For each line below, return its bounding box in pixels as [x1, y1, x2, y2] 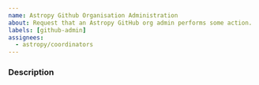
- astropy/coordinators [15, 41, 93, 49]
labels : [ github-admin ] [8, 26, 87, 34]
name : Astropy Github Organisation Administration [8, 11, 178, 20]
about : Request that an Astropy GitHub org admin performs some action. [8, 19, 253, 27]
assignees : [8, 33, 44, 42]
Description [8, 67, 54, 78]
